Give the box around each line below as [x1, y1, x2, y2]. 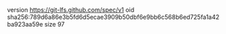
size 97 [44, 20, 65, 28]
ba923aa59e [7, 20, 43, 28]
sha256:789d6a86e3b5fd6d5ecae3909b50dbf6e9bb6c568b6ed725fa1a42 [7, 13, 220, 21]
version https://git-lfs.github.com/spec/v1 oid [7, 6, 135, 14]
